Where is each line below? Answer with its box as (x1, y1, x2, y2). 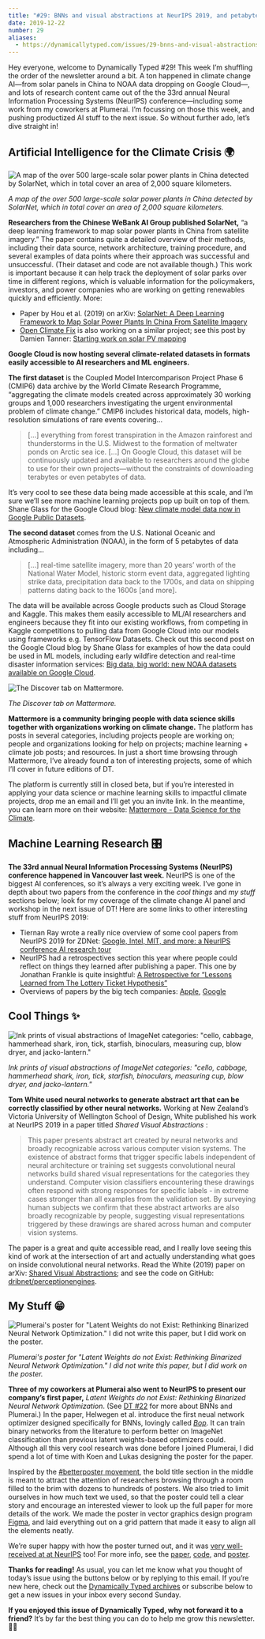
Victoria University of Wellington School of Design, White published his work (8, 1112, 256, 1121)
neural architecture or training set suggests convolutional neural (27, 1160, 236, 1170)
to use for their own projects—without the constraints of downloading (27, 463, 254, 473)
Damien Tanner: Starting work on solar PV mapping (19, 334, 187, 343)
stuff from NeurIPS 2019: (8, 912, 89, 922)
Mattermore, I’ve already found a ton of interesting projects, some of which (8, 756, 252, 765)
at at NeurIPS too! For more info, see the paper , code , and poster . (38, 1550, 251, 1559)
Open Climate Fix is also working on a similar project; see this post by (19, 325, 246, 334)
